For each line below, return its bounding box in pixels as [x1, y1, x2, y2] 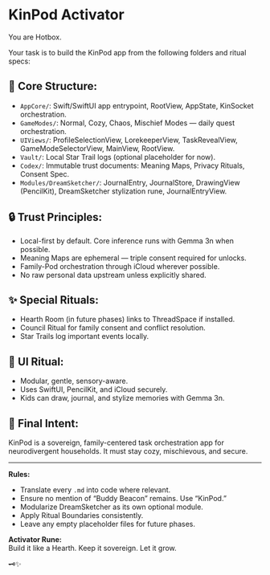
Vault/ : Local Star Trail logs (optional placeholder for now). [19, 152, 215, 161]
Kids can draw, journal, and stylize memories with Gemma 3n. [19, 394, 225, 403]
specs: [8, 56, 31, 66]
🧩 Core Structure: [8, 80, 98, 93]
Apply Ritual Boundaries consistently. [19, 511, 144, 520]
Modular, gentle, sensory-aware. [19, 376, 129, 386]
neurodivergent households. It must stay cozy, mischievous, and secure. [8, 447, 248, 455]
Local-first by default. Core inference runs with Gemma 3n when [19, 235, 235, 246]
